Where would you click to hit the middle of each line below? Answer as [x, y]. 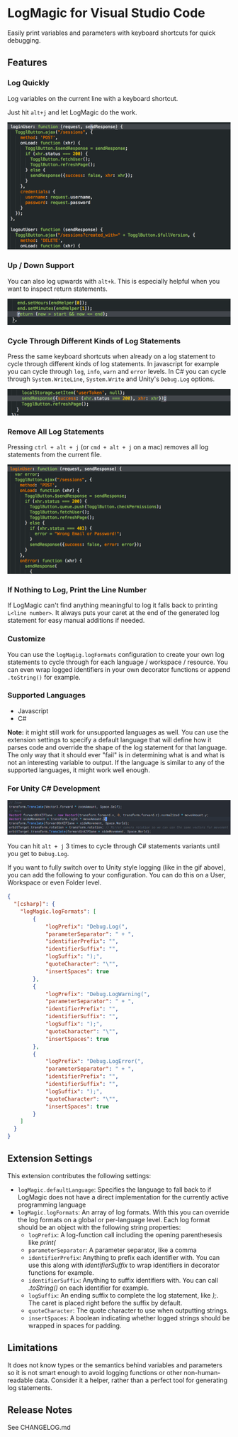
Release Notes [40, 1410]
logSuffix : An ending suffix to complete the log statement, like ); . [123, 1295]
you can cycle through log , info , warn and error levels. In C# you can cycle [117, 372]
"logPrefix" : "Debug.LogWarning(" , [98, 994]
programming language [52, 1204]
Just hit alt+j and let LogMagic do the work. [72, 112]
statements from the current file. [55, 454]
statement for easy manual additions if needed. [76, 621]
